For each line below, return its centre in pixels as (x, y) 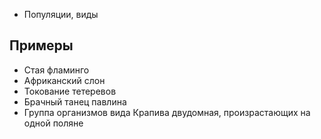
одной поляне (53, 123)
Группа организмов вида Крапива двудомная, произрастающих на (167, 112)
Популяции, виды (61, 14)
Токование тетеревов (70, 91)
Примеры (41, 45)
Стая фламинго (56, 70)
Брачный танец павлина (75, 101)
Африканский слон (64, 80)
